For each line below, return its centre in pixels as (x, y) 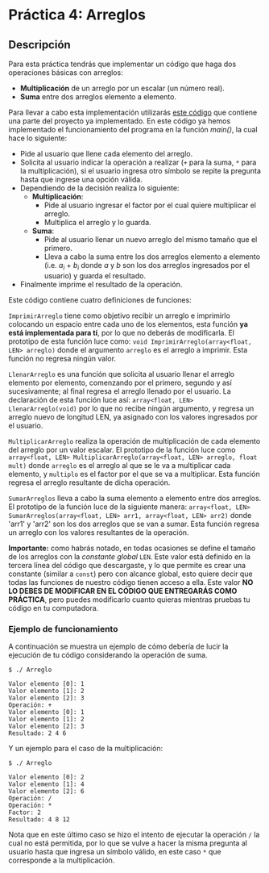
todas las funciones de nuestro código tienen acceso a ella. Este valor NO (131, 582)
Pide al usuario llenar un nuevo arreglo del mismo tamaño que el (151, 239)
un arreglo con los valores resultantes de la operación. (99, 532)
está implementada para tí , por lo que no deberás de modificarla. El (122, 332)
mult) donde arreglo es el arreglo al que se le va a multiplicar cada (120, 465)
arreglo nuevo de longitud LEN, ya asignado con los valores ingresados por (133, 416)
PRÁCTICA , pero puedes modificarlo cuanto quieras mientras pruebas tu (129, 599)
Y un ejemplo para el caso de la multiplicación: (86, 749)
